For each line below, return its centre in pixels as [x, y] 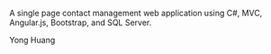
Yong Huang [32, 40]
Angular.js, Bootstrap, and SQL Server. [81, 22]
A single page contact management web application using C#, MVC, [136, 13]
